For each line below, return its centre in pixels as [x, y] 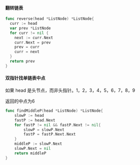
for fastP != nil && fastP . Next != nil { [58, 125]
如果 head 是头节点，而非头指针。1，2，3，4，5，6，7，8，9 [70, 90]
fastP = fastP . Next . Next [50, 135]
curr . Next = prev [33, 42]
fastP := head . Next [35, 120]
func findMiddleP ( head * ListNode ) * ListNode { [54, 111]
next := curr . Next [34, 38]
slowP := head [29, 115]
